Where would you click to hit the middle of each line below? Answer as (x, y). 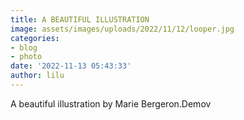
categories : (35, 38)
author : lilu (37, 76)
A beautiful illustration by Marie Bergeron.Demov (111, 103)
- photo (26, 57)
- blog (24, 47)
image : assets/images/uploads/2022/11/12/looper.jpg (122, 29)
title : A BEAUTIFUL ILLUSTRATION (80, 19)
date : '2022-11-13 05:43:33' (71, 66)
